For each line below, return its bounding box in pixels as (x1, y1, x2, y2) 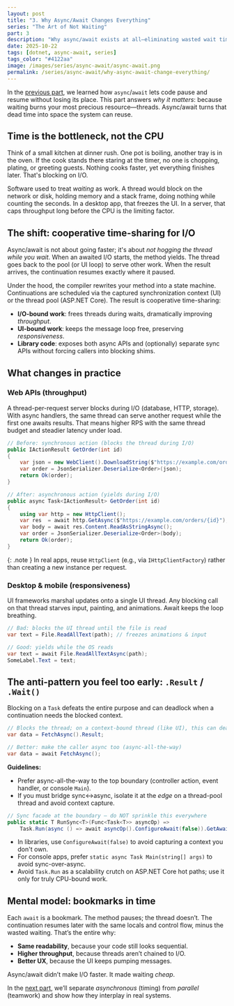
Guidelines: (7, 762, 42, 771)
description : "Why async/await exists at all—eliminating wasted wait (7, 36, 217, 43)
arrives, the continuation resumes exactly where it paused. (7, 268, 175, 276)
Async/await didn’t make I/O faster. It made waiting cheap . (7, 970, 175, 979)
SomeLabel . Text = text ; (7, 657, 77, 664)
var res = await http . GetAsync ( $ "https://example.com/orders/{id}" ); (19, 517, 229, 524)
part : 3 (7, 29, 30, 37)
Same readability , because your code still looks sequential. (17, 942, 188, 950)
